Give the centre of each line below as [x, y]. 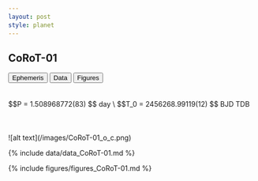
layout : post [30, 17]
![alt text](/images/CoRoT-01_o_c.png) [70, 138]
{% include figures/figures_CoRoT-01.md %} [80, 168]
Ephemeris [28, 78]
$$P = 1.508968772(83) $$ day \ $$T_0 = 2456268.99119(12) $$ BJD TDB [129, 104]
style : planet [32, 25]
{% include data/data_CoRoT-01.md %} [72, 153]
